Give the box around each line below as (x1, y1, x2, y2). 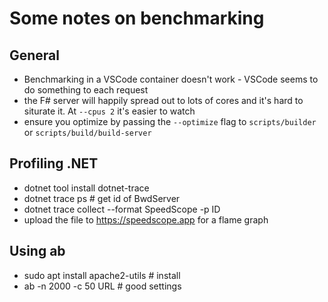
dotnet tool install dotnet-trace (23, 182, 150, 194)
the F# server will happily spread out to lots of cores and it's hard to (23, 95, 304, 106)
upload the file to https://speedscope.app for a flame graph (23, 213, 269, 226)
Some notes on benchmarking (9, 7, 265, 30)
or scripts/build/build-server (23, 127, 152, 138)
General (9, 47, 61, 64)
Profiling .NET (9, 155, 99, 172)
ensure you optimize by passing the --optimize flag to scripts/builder (23, 116, 317, 127)
